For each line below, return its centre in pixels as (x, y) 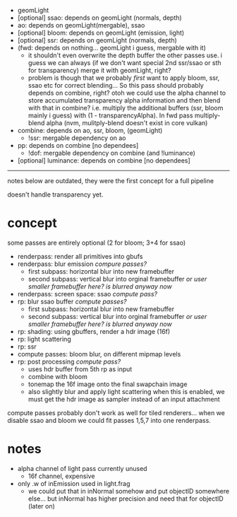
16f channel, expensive (61, 476)
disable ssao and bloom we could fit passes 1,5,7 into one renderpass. (109, 420)
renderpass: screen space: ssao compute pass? (87, 294)
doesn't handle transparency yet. (55, 194)
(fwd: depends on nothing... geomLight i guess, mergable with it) (111, 48)
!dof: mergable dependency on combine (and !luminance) (112, 153)
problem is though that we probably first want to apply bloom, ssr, (124, 78)
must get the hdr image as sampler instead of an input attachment (124, 399)
